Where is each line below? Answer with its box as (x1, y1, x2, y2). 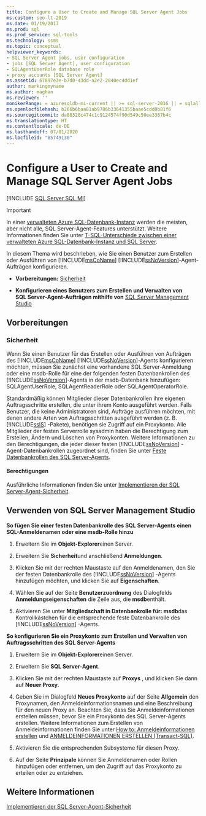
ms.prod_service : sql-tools (6, 32, 78, 38)
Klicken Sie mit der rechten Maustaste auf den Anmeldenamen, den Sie (15, 563, 196, 571)
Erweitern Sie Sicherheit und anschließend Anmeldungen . (15, 552, 162, 559)
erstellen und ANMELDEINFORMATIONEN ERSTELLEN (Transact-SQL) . (15, 732, 194, 739)
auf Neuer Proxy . (15, 681, 59, 688)
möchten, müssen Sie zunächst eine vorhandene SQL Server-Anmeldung (6, 363, 191, 371)
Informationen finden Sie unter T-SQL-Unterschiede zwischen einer (6, 231, 177, 238)
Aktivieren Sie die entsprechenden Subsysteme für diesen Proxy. (15, 744, 180, 751)
